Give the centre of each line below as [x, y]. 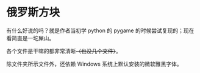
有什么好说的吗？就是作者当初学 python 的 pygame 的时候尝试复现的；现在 [100, 30]
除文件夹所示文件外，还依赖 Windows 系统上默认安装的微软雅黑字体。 [94, 64]
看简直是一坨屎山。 [30, 38]
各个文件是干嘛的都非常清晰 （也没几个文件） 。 [64, 51]
